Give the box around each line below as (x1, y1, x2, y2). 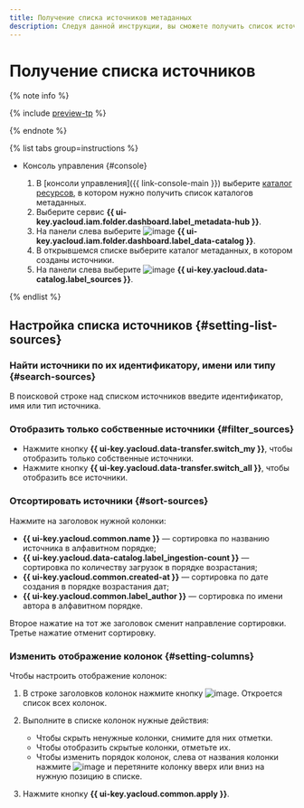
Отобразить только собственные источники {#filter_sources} (9, 423, 295, 436)
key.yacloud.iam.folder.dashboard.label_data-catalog (35, 236, 244, 247)
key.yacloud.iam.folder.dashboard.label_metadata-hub (35, 216, 251, 227)
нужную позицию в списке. (35, 771, 143, 782)
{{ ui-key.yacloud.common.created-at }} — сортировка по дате (22, 571, 269, 582)
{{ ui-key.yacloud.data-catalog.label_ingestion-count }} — (22, 552, 250, 563)
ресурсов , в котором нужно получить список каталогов (35, 187, 253, 199)
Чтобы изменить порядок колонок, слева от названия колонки (35, 752, 279, 763)
